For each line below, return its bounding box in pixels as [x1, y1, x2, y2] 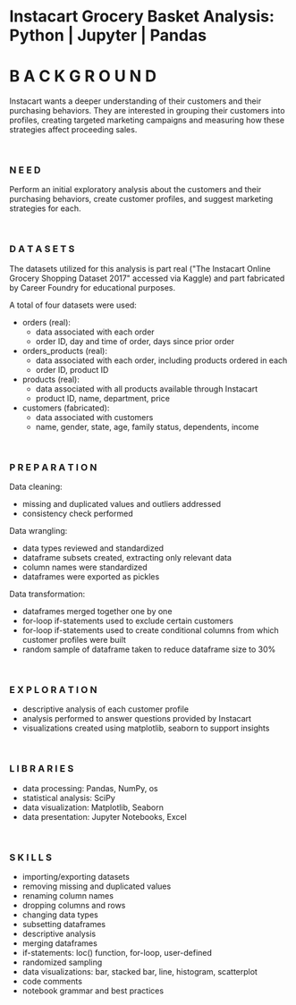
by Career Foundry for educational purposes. [9, 282, 176, 292]
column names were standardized [21, 562, 148, 573]
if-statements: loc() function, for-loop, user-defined [21, 947, 213, 958]
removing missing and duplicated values [21, 881, 172, 891]
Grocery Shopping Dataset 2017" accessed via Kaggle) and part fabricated [9, 273, 285, 283]
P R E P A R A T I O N [9, 460, 97, 473]
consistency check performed [21, 508, 133, 519]
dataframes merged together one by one [21, 606, 173, 617]
